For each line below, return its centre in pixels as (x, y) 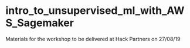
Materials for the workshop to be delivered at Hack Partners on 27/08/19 (93, 39)
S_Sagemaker (40, 23)
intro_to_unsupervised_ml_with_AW (95, 11)
